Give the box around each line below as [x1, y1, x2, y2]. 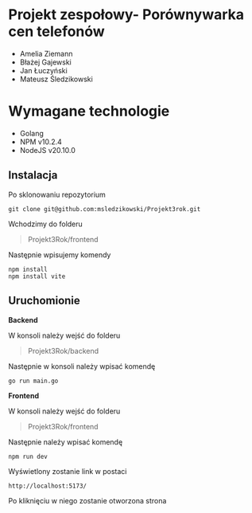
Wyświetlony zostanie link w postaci [8, 466, 127, 476]
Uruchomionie [8, 294, 81, 307]
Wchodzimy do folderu [8, 219, 83, 229]
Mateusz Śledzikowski [19, 74, 93, 84]
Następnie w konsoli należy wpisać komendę [8, 361, 156, 371]
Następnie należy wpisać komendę [8, 437, 123, 447]
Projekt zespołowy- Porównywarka [8, 6, 245, 24]
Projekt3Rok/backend [27, 346, 99, 355]
